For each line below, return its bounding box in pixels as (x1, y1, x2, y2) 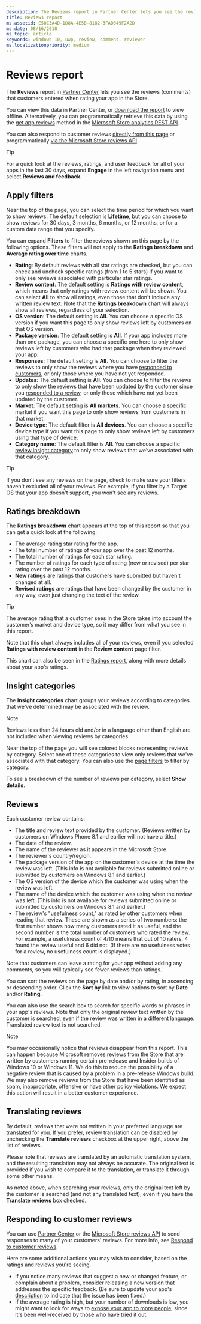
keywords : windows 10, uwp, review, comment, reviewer (6, 37, 146, 43)
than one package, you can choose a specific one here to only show (14, 338, 184, 345)
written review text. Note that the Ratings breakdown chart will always (14, 300, 189, 307)
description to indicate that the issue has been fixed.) (14, 1292, 147, 1299)
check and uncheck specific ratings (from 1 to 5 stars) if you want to (14, 268, 184, 275)
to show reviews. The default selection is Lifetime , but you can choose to (6, 213, 187, 220)
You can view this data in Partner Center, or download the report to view (6, 106, 184, 113)
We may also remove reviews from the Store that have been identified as (6, 1077, 185, 1084)
